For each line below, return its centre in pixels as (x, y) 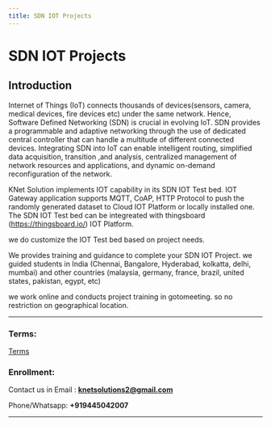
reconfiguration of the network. (60, 174)
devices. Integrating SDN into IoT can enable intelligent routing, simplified (130, 148)
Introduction (40, 86)
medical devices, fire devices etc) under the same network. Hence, (120, 113)
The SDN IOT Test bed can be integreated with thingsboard (107, 215)
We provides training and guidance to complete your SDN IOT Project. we (130, 255)
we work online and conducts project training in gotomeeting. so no (121, 297)
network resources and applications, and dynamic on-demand (112, 165)
